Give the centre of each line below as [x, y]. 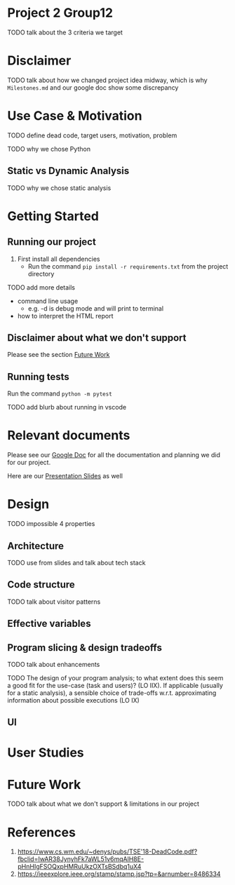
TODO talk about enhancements [54, 664]
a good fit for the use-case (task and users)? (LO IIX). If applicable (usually [115, 685]
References [41, 832]
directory [41, 273]
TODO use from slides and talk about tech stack [76, 562]
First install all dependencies [59, 259]
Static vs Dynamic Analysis [68, 171]
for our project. [29, 462]
